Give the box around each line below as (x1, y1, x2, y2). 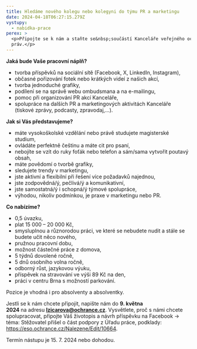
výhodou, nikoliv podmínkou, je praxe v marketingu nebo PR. (14, 192, 161, 199)
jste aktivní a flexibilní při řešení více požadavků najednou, (14, 173, 155, 180)
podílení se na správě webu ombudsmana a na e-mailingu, (14, 88, 156, 95)
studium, (14, 135, 36, 142)
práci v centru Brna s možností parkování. (14, 277, 116, 284)
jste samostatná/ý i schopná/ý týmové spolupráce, (14, 185, 137, 192)
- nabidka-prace (11, 25, 51, 31)
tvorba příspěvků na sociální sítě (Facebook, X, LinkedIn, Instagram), (14, 69, 181, 76)
